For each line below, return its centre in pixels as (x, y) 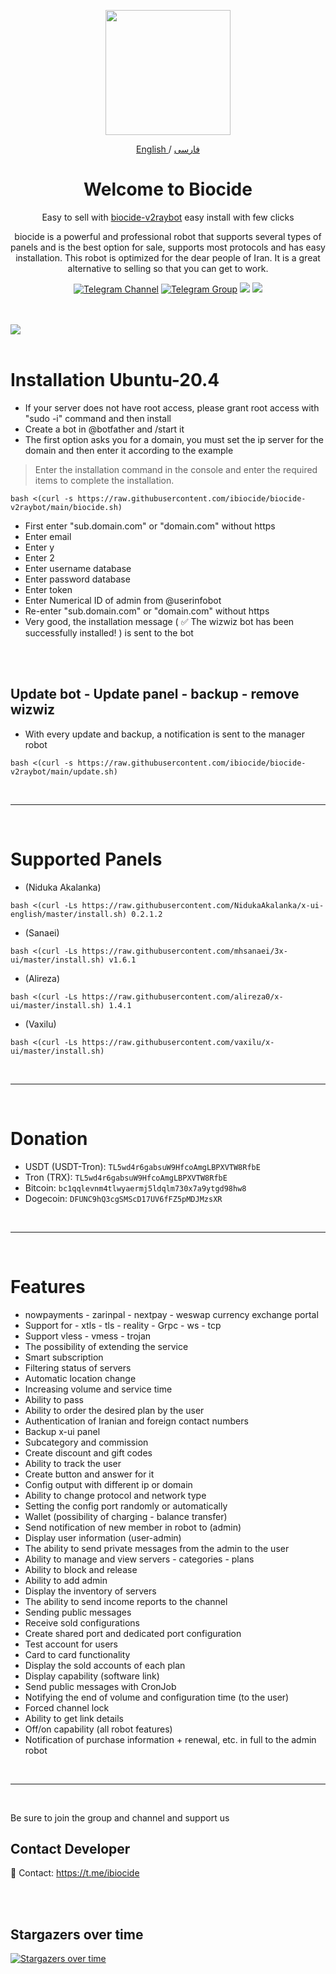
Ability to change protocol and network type (115, 1495)
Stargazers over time (77, 1934)
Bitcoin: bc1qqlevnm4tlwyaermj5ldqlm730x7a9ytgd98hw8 (135, 1187)
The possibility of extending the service (106, 1346)
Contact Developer (70, 1848)
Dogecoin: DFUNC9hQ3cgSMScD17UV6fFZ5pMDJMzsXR (123, 1198)
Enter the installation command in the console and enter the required (176, 469)
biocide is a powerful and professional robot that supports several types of (168, 236)
